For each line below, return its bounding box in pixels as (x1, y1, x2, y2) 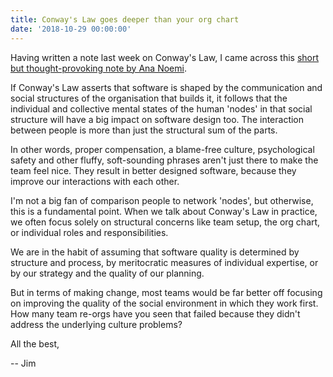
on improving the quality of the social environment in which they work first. (10, 297, 319, 309)
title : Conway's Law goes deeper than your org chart (10, 14, 240, 25)
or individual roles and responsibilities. (10, 226, 169, 238)
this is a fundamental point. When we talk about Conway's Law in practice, (10, 205, 318, 217)
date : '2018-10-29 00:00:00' (10, 24, 132, 34)
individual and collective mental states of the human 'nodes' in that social (10, 102, 313, 115)
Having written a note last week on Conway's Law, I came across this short (10, 51, 320, 63)
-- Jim (10, 357, 37, 369)
